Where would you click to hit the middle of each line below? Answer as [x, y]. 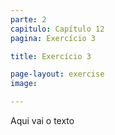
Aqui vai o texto [42, 120]
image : [24, 84]
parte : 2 [28, 19]
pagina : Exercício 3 [53, 38]
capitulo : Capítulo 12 [57, 29]
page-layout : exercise [57, 74]
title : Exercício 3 [51, 56]
